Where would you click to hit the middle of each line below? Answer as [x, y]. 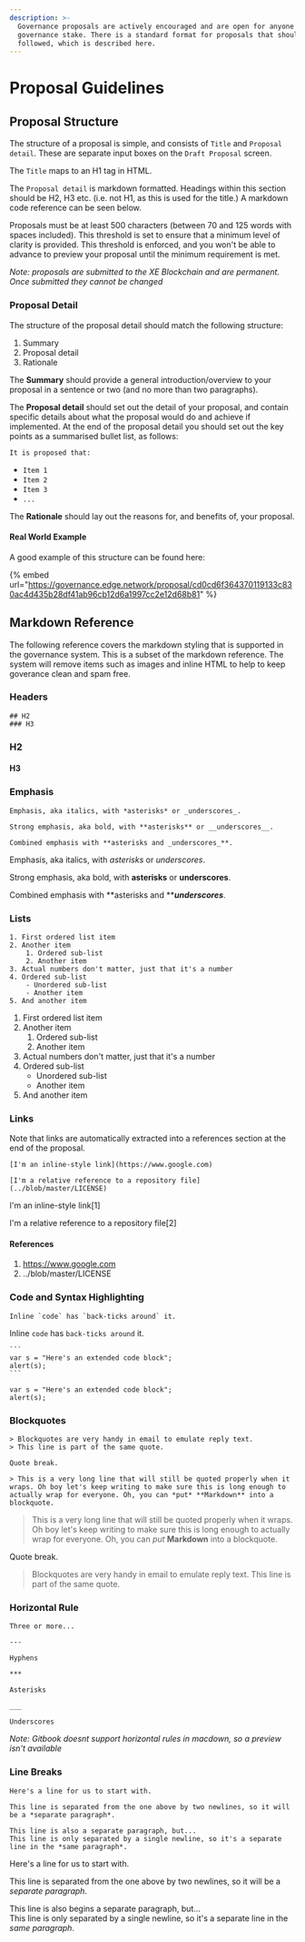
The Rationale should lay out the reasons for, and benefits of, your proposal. [152, 516]
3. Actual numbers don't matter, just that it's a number [121, 969]
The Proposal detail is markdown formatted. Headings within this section [148, 188]
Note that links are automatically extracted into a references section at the [148, 1139]
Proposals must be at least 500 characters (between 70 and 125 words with [151, 226]
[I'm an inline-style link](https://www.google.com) [111, 1165]
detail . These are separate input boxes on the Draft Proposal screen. [141, 153]
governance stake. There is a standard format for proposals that [146, 35]
